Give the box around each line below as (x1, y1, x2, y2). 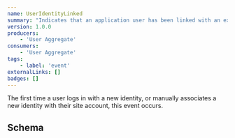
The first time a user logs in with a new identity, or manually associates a (7, 94, 217, 102)
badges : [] (7, 75, 39, 82)
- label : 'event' (20, 62, 71, 69)
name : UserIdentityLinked (7, 10, 83, 17)
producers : (7, 29, 39, 37)
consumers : (7, 43, 39, 49)
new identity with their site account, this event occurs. (7, 102, 163, 110)
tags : (7, 56, 23, 63)
